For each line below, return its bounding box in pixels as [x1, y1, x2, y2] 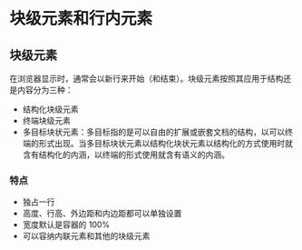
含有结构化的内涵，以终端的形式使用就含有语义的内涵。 [22, 149, 229, 160]
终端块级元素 [22, 115, 71, 125]
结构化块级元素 [22, 104, 79, 115]
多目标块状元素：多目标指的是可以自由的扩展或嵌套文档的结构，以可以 [22, 126, 286, 137]
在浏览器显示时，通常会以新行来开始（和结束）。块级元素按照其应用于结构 [9, 74, 284, 84]
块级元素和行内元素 [9, 8, 153, 29]
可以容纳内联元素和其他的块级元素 [22, 231, 151, 242]
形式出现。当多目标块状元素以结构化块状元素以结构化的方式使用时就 [38, 138, 293, 148]
